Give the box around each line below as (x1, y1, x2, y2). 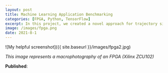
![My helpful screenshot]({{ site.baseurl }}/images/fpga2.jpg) (5, 44, 131, 50)
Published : (5, 63, 28, 69)
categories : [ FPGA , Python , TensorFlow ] (5, 16, 91, 21)
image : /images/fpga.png (5, 26, 57, 31)
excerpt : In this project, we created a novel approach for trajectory (5, 21, 157, 26)
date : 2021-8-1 (5, 30, 37, 35)
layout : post (5, 7, 32, 12)
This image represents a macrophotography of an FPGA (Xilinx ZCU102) (5, 54, 154, 60)
